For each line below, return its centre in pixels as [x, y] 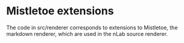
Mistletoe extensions [60, 11]
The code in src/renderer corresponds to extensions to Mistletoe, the [92, 27]
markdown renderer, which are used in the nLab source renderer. [87, 33]
